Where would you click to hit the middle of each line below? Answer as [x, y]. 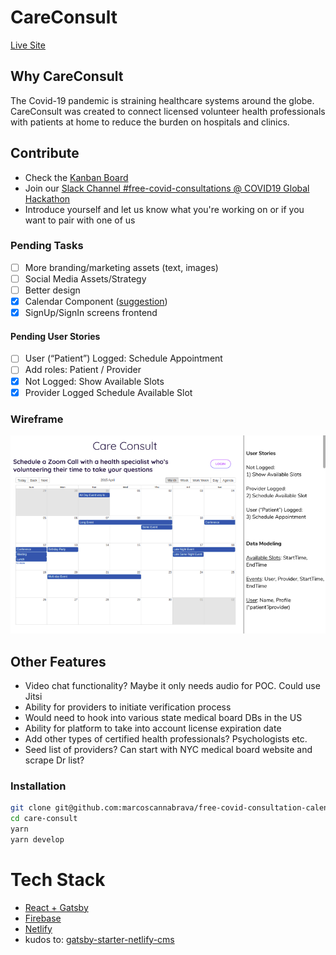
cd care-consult [44, 819]
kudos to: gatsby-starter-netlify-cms [99, 939]
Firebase [43, 918]
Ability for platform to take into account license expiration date [153, 728]
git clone [31, 808]
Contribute [45, 153]
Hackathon [47, 198]
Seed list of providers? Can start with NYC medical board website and [168, 749]
